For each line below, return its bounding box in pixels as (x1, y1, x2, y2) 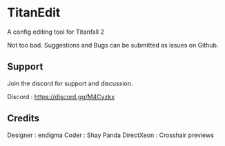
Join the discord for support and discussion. (7, 79, 133, 87)
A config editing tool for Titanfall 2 (7, 28, 105, 36)
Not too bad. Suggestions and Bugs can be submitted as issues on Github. (7, 41, 219, 49)
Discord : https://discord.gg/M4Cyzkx (7, 92, 115, 101)
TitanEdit (7, 5, 61, 21)
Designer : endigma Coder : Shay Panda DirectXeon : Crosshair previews (7, 131, 214, 139)
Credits (7, 112, 40, 125)
